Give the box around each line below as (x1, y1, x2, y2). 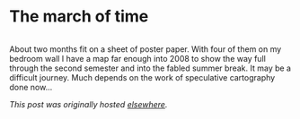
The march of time (9, 6, 149, 27)
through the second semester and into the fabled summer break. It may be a (9, 63, 292, 73)
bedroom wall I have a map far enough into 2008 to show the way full (9, 53, 267, 64)
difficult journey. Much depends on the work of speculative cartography (9, 72, 276, 82)
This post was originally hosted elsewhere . (9, 98, 168, 109)
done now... (9, 81, 53, 92)
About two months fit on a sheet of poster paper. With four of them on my (9, 43, 282, 55)
